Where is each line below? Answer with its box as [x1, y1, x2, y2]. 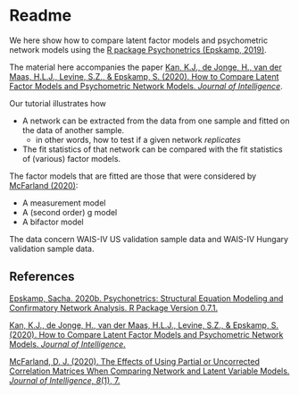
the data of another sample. [21, 124, 125, 135]
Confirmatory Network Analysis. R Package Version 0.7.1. [9, 302, 219, 313]
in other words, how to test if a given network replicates [35, 134, 241, 145]
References [9, 269, 75, 284]
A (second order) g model [21, 206, 118, 217]
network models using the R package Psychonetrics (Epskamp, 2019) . [9, 44, 268, 55]
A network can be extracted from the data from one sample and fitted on [21, 115, 290, 126]
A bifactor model [21, 216, 85, 227]
